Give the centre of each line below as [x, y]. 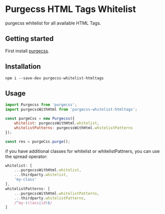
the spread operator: [26, 156]
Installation [23, 67]
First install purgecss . [27, 50]
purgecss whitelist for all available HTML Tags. [53, 23]
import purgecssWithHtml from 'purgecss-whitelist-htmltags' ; [71, 109]
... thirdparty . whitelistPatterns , [50, 198]
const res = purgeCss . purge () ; [38, 141]
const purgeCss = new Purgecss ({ [40, 118]
